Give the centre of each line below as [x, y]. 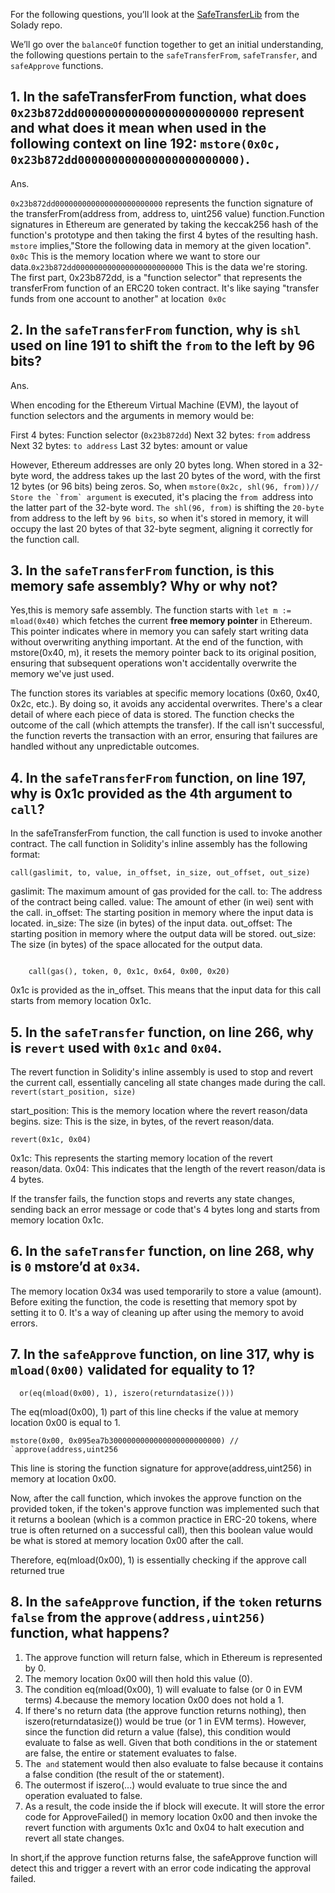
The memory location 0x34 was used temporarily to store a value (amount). [166, 1291]
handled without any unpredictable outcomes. [105, 746]
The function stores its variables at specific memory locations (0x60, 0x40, [165, 693]
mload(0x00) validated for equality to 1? [133, 1370]
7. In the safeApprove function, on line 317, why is [162, 1354]
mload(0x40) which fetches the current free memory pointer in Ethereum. [161, 621]
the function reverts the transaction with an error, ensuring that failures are [164, 736]
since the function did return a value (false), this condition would [158, 1731]
